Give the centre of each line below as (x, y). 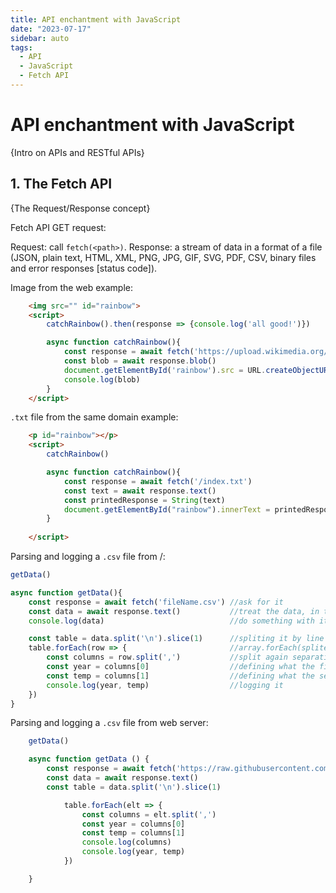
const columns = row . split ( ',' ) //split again (167, 657)
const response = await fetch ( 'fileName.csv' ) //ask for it (156, 602)
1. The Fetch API (61, 184)
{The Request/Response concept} (80, 208)
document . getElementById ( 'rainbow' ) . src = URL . (165, 370)
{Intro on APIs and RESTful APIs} (77, 152)
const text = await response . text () (140, 491)
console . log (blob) (102, 379)
